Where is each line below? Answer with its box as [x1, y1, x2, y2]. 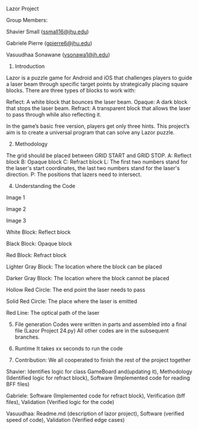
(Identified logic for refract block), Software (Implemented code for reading [6, 374, 190, 381]
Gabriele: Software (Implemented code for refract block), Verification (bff [6, 392, 186, 399]
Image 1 [6, 194, 26, 201]
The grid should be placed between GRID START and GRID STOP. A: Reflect [6, 152, 192, 159]
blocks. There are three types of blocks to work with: [6, 87, 136, 94]
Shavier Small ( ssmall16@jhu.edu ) [6, 28, 89, 35]
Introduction [14, 62, 45, 70]
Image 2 [6, 205, 27, 212]
